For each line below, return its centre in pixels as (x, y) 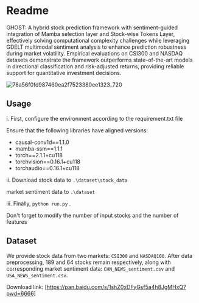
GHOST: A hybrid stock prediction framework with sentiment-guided (92, 27)
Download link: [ (27, 287)
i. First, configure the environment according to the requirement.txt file (95, 118)
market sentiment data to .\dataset (51, 191)
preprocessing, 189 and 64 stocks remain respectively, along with (89, 262)
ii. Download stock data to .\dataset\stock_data (67, 180)
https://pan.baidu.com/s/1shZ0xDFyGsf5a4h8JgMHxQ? (117, 287)
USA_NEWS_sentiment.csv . (37, 275)
